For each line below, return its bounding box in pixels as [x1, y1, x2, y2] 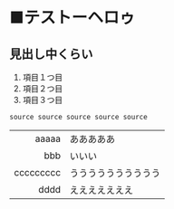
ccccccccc [14, 166, 62, 178]
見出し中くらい [9, 46, 93, 62]
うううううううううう [69, 167, 161, 179]
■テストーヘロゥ [9, 7, 136, 28]
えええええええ [69, 184, 134, 196]
